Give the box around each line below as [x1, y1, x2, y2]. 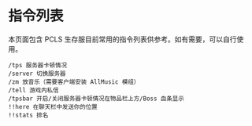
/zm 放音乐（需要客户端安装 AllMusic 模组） [8, 77, 140, 86]
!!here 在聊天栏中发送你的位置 [8, 103, 98, 110]
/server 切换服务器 [8, 70, 66, 77]
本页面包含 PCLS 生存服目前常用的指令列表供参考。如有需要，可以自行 [8, 34, 237, 44]
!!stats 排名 [8, 111, 49, 119]
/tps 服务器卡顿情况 [8, 61, 68, 69]
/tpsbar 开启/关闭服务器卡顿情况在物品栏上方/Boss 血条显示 [8, 95, 185, 103]
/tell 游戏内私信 [8, 86, 59, 94]
